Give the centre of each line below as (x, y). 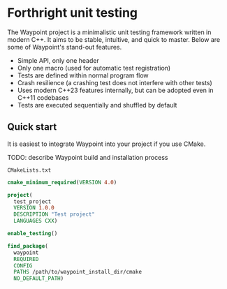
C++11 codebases (43, 97)
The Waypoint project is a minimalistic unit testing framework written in (109, 32)
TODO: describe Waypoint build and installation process (88, 157)
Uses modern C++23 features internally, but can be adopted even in (116, 90)
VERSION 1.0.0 (34, 208)
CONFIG (23, 266)
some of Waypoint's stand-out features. (65, 47)
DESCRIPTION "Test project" (54, 214)
